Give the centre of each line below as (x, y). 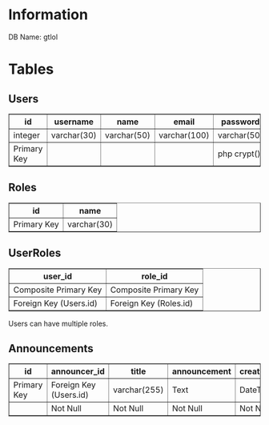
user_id (57, 276)
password (241, 122)
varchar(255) (139, 390)
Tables (31, 69)
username (74, 122)
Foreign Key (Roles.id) (152, 303)
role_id (155, 276)
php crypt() (239, 154)
